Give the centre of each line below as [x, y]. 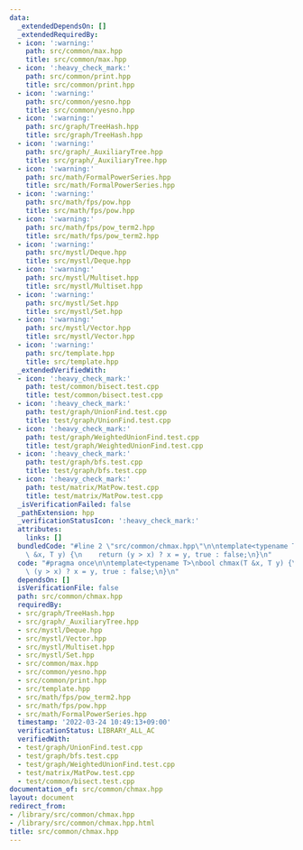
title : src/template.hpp [72, 362]
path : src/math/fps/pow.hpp [78, 203]
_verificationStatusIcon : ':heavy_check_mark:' [109, 521]
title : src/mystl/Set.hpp [74, 311]
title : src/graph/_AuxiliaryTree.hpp [96, 160]
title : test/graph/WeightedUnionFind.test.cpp [115, 446]
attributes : [40, 530]
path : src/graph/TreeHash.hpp [83, 127]
